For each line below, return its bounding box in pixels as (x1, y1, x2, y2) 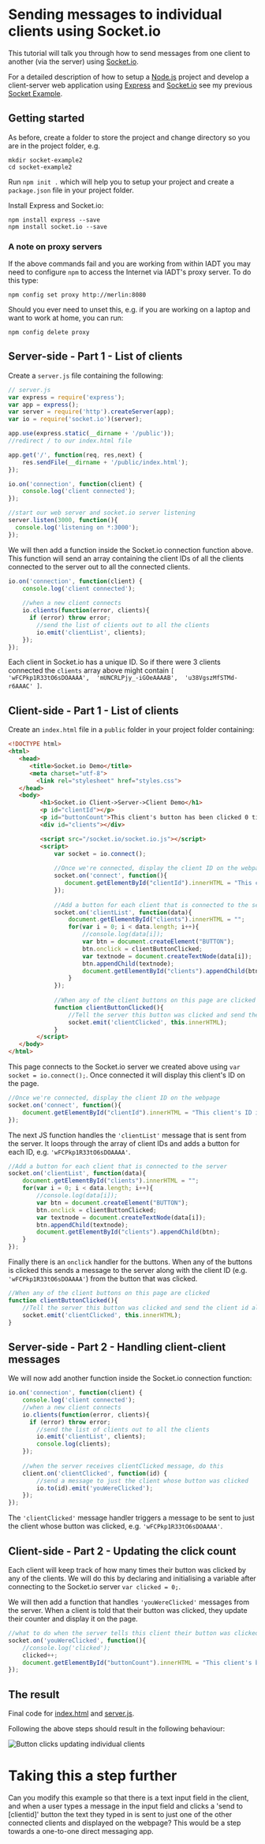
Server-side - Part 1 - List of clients (8, 349, 183, 364)
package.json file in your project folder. (8, 185, 134, 195)
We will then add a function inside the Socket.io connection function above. (8, 545, 254, 554)
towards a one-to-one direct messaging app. (8, 1827, 154, 1836)
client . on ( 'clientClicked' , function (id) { (22, 1469, 168, 1477)
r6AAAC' (8, 682, 34, 691)
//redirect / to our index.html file (8, 437, 132, 445)
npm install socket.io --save (8, 222, 108, 230)
